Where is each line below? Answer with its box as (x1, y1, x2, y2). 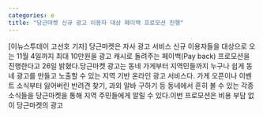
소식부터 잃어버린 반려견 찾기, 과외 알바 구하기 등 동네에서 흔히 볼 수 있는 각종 (16, 80, 254, 90)
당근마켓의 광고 (16, 100, 63, 110)
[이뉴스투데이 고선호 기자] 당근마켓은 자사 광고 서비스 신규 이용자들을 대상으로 (8, 41, 247, 51)
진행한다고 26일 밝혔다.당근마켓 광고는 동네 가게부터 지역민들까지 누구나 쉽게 (8, 60, 245, 71)
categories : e (8, 11, 55, 20)
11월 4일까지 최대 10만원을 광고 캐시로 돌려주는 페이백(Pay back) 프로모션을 (16, 51, 250, 60)
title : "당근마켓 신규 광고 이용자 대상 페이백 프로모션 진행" (8, 19, 184, 27)
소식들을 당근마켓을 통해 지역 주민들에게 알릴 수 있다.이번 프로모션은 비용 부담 (8, 90, 246, 100)
